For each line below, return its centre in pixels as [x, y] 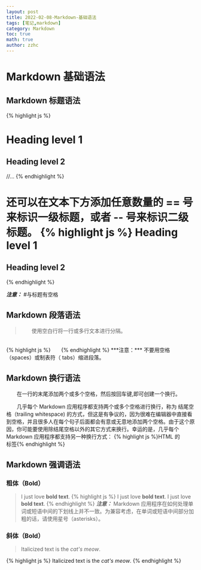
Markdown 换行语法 [43, 378]
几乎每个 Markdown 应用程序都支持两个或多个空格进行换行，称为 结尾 [103, 406]
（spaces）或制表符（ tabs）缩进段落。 [55, 357]
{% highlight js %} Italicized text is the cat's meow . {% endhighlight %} [94, 561]
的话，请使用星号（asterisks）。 [65, 519]
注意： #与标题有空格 [32, 294]
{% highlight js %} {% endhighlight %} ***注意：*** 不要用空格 [88, 350]
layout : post [22, 12]
